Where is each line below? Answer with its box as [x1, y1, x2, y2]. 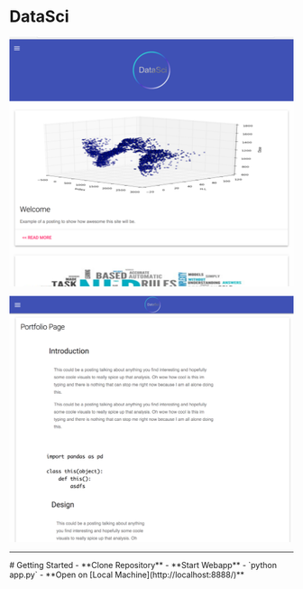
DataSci [9, 6, 69, 27]
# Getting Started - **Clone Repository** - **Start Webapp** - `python [9, 560, 278, 571]
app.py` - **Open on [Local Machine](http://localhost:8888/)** [9, 569, 245, 580]
